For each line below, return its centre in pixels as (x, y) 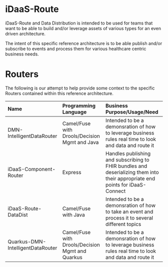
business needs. (22, 54)
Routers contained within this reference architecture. (59, 93)
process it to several (129, 217)
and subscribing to (127, 159)
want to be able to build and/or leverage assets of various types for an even (83, 28)
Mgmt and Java (80, 142)
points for (117, 184)
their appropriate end (130, 178)
